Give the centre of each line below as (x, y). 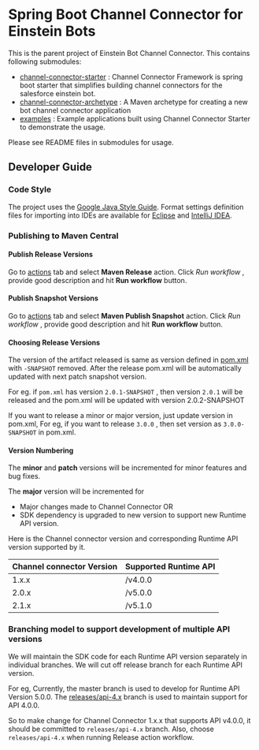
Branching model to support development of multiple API (119, 629)
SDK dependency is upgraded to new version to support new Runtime (133, 515)
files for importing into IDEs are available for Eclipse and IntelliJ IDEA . (120, 215)
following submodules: (45, 62)
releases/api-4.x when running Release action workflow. (101, 737)
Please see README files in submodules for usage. (91, 142)
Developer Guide (50, 167)
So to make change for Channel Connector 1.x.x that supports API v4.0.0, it (129, 720)
